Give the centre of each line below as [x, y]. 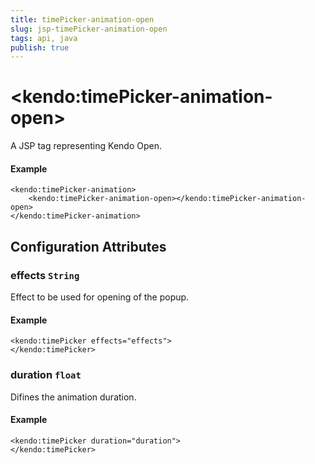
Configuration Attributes [88, 246]
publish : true [40, 47]
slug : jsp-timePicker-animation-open [89, 29]
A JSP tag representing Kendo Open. [86, 146]
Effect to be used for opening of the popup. [100, 297]
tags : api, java [44, 38]
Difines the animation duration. [73, 397]
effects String [45, 275]
